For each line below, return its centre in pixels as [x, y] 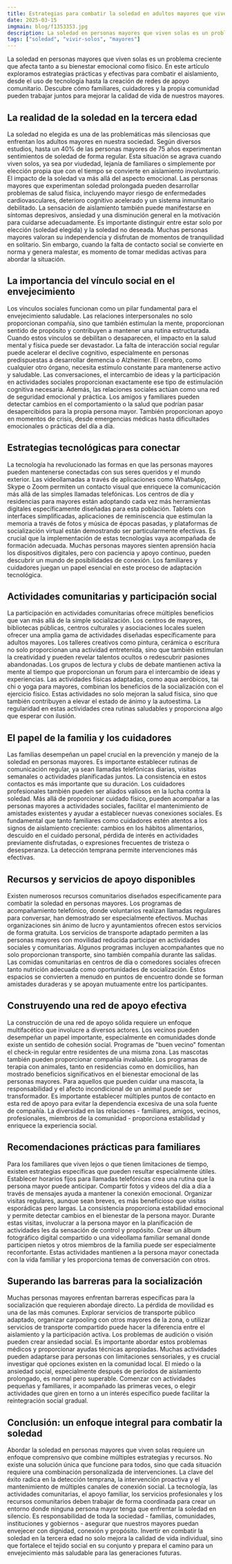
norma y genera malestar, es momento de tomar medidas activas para [107, 252]
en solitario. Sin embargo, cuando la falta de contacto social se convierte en [115, 244]
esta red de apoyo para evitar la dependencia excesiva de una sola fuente [112, 1103]
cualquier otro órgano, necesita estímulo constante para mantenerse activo [114, 367]
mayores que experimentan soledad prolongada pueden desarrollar [103, 185]
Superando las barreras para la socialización [105, 1281]
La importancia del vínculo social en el [91, 281]
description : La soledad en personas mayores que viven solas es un [108, 33]
